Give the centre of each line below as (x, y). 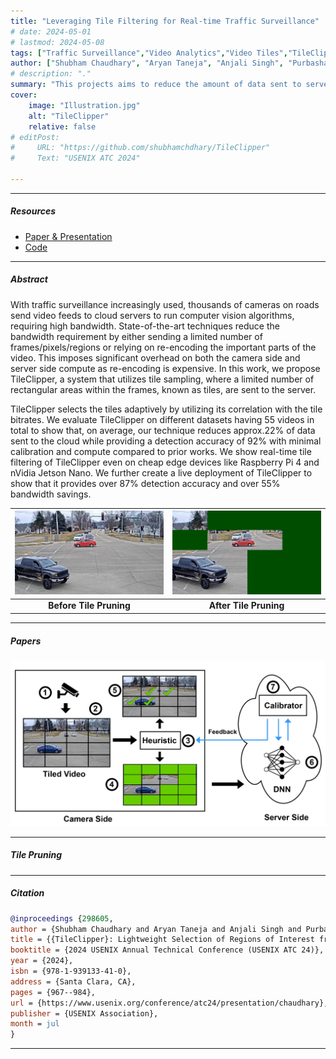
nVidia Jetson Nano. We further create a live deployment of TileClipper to (161, 472)
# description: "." (51, 74)
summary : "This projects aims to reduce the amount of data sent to (156, 85)
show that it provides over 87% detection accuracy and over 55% (145, 483)
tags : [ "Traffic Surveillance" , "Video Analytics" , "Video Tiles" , (149, 53)
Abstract (29, 279)
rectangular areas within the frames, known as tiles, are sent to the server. (163, 389)
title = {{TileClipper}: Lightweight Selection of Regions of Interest (162, 940)
